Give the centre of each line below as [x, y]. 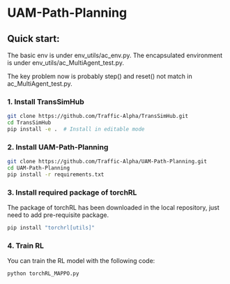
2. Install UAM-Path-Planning [58, 147]
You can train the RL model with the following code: [81, 261]
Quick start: [34, 39]
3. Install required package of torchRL [72, 192]
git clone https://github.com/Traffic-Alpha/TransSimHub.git [98, 117]
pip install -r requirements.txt [56, 174]
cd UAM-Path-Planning [39, 168]
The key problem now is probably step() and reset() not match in [100, 76]
